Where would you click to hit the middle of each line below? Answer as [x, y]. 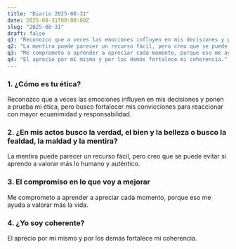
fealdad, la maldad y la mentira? [63, 141]
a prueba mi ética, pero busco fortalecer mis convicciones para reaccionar [115, 107]
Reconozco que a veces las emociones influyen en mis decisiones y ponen [116, 100]
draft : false [26, 33]
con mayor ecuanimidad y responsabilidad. [70, 114]
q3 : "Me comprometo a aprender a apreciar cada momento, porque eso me [114, 53]
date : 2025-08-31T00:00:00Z [48, 20]
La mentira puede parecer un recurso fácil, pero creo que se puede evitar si [117, 156]
